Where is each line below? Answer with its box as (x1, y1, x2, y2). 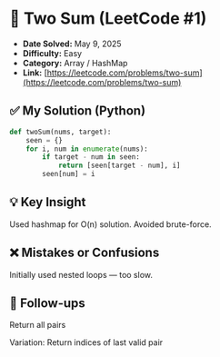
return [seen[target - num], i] (57, 161, 181, 171)
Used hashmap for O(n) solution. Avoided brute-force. (9, 218, 212, 230)
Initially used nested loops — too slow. (9, 269, 153, 280)
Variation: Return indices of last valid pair (9, 337, 164, 348)
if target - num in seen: (42, 153, 141, 162)
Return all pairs (9, 320, 66, 331)
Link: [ (22, 67, 48, 78)
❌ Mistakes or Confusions (9, 245, 160, 261)
